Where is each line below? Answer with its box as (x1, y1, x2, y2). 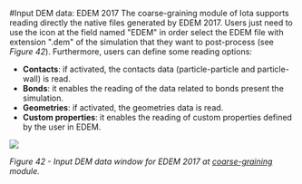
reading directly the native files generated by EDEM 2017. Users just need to (9, 17, 293, 28)
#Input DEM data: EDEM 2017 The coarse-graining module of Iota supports (9, 8, 290, 18)
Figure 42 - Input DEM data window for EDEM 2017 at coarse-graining (9, 156, 273, 167)
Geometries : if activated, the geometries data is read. (22, 102, 224, 112)
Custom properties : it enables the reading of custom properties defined (22, 112, 293, 122)
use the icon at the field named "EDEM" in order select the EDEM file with (9, 27, 284, 37)
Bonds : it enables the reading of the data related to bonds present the (22, 83, 284, 93)
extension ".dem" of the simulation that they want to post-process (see (9, 36, 274, 47)
